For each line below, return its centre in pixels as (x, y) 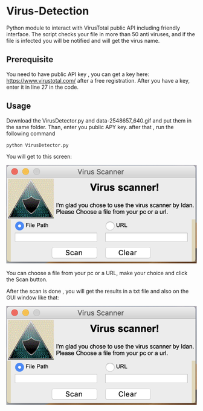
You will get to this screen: (39, 156)
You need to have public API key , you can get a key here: (78, 74)
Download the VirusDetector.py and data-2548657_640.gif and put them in (99, 120)
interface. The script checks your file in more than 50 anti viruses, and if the (101, 34)
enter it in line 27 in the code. (43, 87)
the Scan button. (27, 279)
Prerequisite (30, 59)
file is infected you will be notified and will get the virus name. (83, 40)
